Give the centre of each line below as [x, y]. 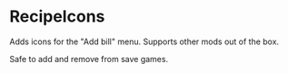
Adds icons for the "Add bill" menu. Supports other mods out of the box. [144, 41]
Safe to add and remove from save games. [89, 59]
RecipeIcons [57, 17]
